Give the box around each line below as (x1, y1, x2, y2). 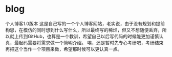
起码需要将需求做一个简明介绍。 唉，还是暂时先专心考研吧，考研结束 (18, 39, 164, 46)
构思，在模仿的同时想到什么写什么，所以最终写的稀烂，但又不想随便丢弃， (5, 26, 162, 33)
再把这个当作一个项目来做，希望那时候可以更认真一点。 (5, 46, 122, 52)
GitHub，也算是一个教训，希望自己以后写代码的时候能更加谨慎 (27, 33, 159, 39)
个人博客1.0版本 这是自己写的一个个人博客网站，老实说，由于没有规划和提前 (5, 20, 165, 26)
